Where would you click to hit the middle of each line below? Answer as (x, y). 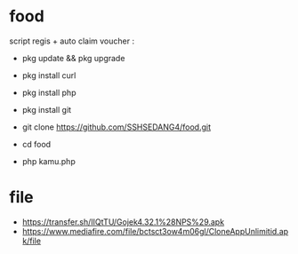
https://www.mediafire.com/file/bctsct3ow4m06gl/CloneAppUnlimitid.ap (155, 231)
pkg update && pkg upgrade (73, 58)
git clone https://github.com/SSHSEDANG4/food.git (117, 127)
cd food (36, 144)
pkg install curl (49, 75)
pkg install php (49, 92)
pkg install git (47, 109)
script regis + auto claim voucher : (72, 41)
